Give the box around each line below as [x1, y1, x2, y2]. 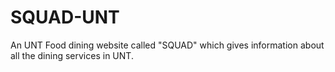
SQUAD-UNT [10, 6, 120, 29]
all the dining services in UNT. [10, 49, 134, 61]
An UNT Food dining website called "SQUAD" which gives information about [10, 39, 325, 51]
